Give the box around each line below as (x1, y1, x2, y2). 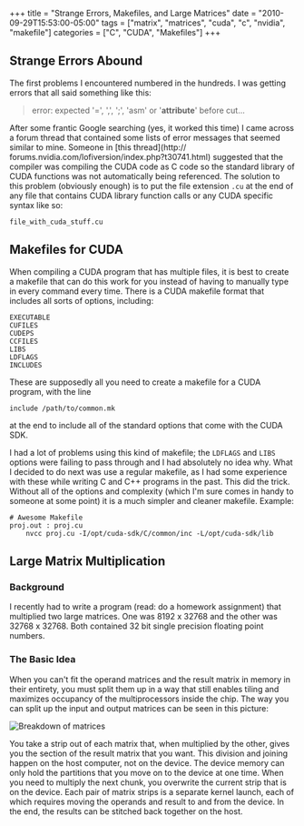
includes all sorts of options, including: (9, 295, 154, 306)
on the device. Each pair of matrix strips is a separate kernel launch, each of (9, 786, 295, 797)
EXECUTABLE (9, 313, 51, 322)
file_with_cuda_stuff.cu (9, 217, 103, 227)
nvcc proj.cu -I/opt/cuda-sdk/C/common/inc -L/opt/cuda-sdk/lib (25, 529, 274, 538)
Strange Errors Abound (9, 54, 143, 69)
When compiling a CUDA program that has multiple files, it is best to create (9, 266, 289, 277)
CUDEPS (9, 328, 34, 337)
